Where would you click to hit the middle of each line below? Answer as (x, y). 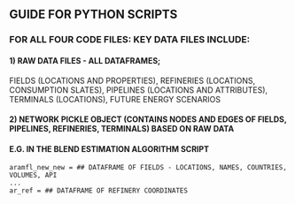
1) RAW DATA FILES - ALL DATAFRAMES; (85, 60)
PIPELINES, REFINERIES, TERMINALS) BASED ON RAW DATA (122, 129)
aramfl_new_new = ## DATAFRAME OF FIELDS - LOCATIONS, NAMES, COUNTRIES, (148, 168)
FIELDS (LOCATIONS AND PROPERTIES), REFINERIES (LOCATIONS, (132, 80)
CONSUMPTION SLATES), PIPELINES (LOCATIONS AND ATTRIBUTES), (139, 90)
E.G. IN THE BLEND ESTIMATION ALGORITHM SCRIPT (109, 148)
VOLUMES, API (33, 176)
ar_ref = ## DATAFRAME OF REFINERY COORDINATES (99, 191)
